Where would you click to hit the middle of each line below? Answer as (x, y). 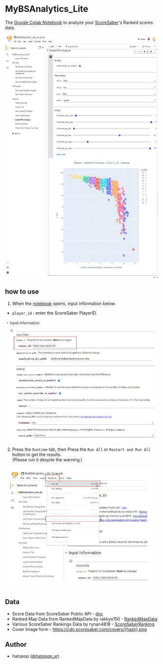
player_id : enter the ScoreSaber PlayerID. (55, 313)
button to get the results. (37, 455)
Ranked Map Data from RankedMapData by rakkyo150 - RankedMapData (85, 619)
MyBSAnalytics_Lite (47, 9)
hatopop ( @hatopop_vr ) (36, 656)
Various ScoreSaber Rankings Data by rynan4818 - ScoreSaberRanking (83, 624)
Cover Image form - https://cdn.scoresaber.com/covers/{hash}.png (79, 629)
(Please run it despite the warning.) (47, 459)
